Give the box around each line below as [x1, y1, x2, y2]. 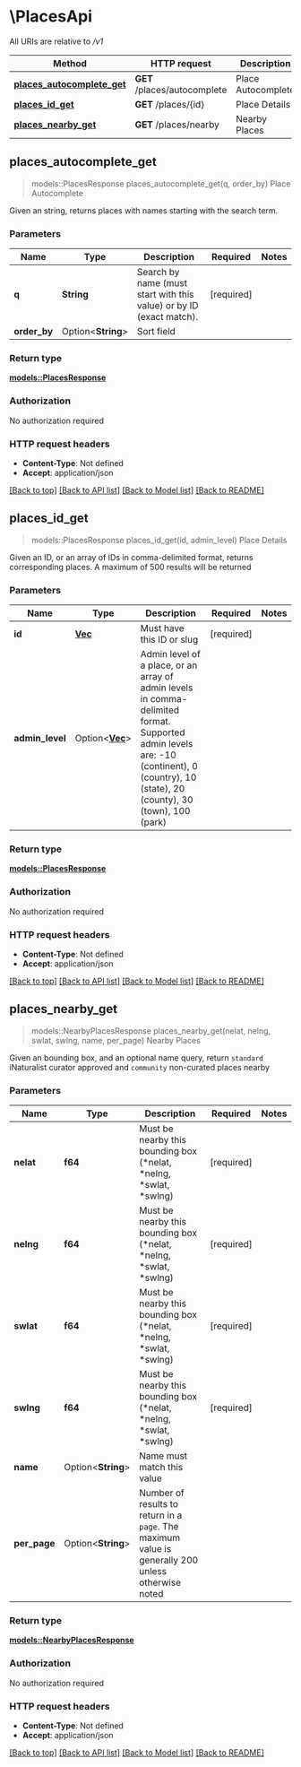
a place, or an [140, 659, 198, 671]
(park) [140, 816, 168, 828]
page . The [138, 1520, 179, 1533]
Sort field [136, 325, 176, 338]
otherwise [138, 1576, 182, 1589]
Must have [140, 622, 185, 635]
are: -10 [140, 749, 176, 761]
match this [138, 1461, 184, 1474]
